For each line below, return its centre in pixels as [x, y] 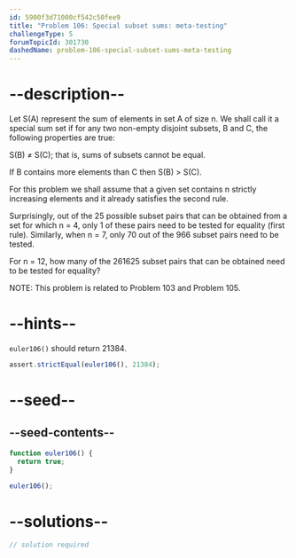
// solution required [49, 545]
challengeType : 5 [41, 34]
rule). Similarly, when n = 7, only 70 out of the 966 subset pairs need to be [144, 235]
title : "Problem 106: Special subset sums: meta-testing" [118, 26]
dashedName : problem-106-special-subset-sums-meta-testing [121, 51]
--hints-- [43, 324]
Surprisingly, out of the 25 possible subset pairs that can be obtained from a [148, 216]
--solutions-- [59, 521]
